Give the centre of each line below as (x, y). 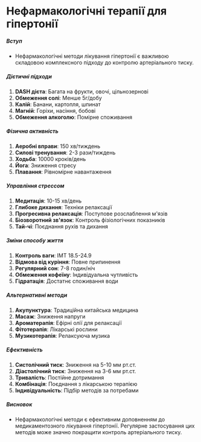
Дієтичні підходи (29, 76)
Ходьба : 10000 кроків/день (50, 159)
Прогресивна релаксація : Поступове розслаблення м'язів (91, 214)
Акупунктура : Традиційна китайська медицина (77, 310)
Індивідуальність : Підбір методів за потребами (77, 390)
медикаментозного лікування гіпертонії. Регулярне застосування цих (105, 426)
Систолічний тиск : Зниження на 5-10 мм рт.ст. (76, 365)
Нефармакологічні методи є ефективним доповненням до (90, 419)
